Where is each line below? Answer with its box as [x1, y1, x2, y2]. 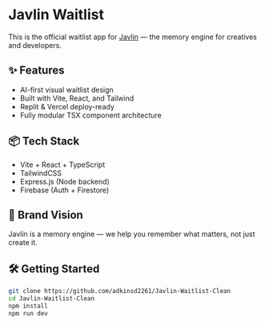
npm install [8, 302, 48, 310]
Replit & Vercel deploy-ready [19, 101, 114, 111]
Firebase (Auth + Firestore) [19, 185, 110, 195]
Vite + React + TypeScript [19, 160, 106, 169]
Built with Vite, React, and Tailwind [19, 93, 135, 103]
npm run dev [8, 309, 48, 317]
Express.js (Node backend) [19, 176, 110, 186]
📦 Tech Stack [8, 134, 80, 149]
